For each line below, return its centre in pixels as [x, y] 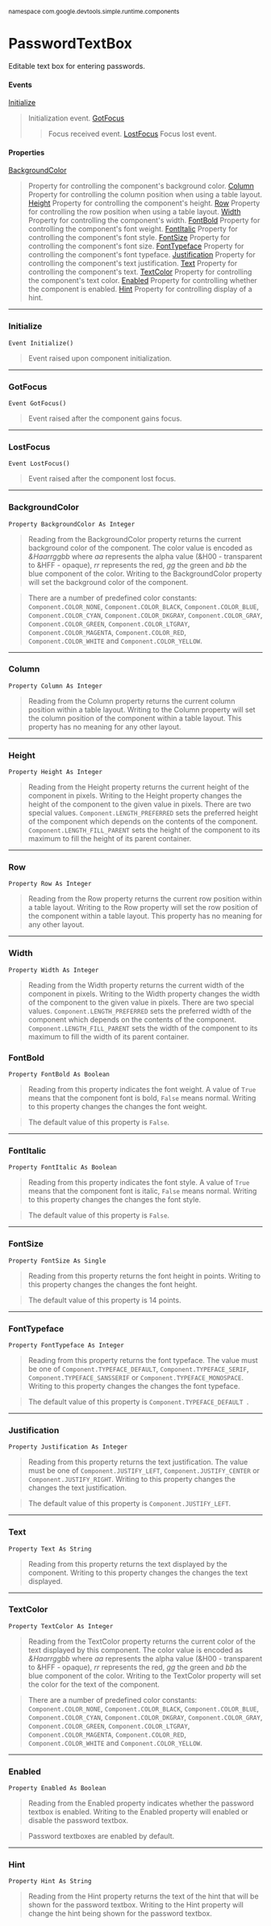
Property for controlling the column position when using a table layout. [145, 195]
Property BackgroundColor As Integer [72, 524]
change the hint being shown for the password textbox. [120, 1914]
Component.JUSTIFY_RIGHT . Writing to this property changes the [132, 1479]
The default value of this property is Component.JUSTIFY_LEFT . [129, 1504]
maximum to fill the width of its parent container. [108, 1036]
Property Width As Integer [54, 970]
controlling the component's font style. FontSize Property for [129, 238]
